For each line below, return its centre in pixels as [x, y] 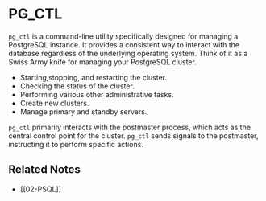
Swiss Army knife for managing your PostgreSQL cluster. [103, 62]
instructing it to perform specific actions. [76, 144]
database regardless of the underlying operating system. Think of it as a [128, 53]
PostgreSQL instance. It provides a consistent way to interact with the [124, 44]
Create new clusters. [54, 103]
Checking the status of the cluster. [77, 86]
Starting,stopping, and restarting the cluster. [94, 77]
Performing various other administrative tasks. [97, 94]
